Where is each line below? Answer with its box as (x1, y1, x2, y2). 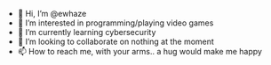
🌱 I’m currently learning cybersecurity (17, 27, 156, 37)
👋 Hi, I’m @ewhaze (17, 9, 87, 18)
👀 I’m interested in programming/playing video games (17, 18, 214, 28)
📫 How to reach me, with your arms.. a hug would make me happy (17, 47, 262, 56)
